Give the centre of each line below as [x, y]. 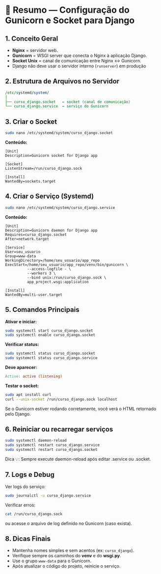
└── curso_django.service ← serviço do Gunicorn [57, 106]
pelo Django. [18, 414]
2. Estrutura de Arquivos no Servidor [62, 81]
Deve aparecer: [21, 367]
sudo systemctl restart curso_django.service [52, 445]
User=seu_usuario [23, 252]
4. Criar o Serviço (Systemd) [50, 196]
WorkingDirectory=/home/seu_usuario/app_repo [52, 260]
